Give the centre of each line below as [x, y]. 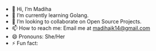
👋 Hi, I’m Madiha [31, 9]
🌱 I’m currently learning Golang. [50, 15]
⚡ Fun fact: [25, 43]
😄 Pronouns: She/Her [38, 36]
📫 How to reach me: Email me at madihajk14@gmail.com [81, 28]
